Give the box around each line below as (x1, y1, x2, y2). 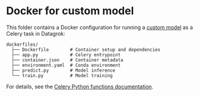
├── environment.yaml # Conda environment (11, 62, 121, 68)
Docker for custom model (6, 4, 134, 18)
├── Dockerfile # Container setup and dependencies (11, 46, 161, 53)
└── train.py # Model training (11, 72, 113, 78)
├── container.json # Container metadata (11, 57, 124, 63)
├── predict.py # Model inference (11, 67, 116, 73)
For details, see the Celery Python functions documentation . (6, 83, 153, 90)
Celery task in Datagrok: (6, 30, 65, 37)
